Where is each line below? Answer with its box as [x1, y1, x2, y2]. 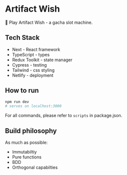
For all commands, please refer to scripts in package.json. [5, 113, 123, 119]
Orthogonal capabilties [12, 164, 58, 171]
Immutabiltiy [12, 149, 37, 155]
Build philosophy [5, 126, 57, 135]
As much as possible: [5, 140, 48, 145]
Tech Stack [5, 34, 40, 42]
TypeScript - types [12, 52, 50, 57]
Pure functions [12, 154, 42, 160]
